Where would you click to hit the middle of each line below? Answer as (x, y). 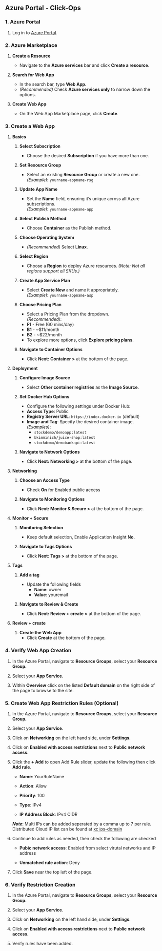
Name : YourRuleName (42, 776)
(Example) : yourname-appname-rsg (60, 180)
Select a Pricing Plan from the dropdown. (68, 314)
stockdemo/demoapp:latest (60, 433)
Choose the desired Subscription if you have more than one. (88, 156)
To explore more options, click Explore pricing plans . (80, 340)
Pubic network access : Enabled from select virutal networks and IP (88, 848)
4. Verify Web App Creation (38, 650)
